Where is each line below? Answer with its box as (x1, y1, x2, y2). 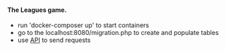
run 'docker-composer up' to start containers (17, 21, 150, 29)
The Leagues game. (7, 6, 67, 14)
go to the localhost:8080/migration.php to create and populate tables (17, 29, 219, 37)
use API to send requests (17, 36, 91, 45)
